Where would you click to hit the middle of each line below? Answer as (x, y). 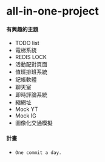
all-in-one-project (52, 11)
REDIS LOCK (31, 57)
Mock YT (26, 109)
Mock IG (25, 116)
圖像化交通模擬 (34, 123)
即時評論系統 (31, 95)
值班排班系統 (31, 72)
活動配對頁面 (31, 65)
